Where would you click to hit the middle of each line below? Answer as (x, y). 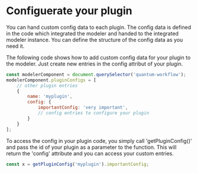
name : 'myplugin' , (50, 97)
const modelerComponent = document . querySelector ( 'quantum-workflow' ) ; (96, 74)
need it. (15, 46)
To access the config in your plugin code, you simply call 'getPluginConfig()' (99, 141)
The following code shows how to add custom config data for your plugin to (98, 57)
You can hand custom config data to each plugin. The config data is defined (99, 27)
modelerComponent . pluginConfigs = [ (51, 80)
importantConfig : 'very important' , (83, 107)
